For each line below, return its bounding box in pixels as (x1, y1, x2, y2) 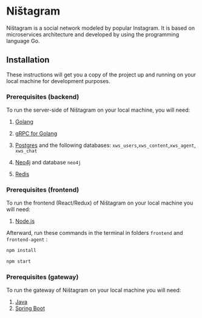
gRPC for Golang (15, 130, 58, 137)
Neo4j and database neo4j (15, 159, 81, 166)
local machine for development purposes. (6, 77, 110, 84)
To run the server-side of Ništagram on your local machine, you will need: (6, 106, 190, 113)
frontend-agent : (6, 235, 48, 243)
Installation (6, 55, 50, 65)
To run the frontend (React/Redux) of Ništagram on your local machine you (6, 199, 194, 207)
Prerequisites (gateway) (6, 273, 79, 282)
